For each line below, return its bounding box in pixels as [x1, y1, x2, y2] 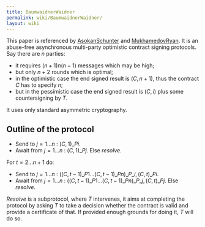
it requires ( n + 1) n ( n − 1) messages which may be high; [15, 62, 155, 69]
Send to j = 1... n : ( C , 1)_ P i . [15, 140, 81, 147]
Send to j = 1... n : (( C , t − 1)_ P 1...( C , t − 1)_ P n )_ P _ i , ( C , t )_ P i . [15, 171, 159, 178]
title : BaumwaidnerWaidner [6, 9, 75, 15]
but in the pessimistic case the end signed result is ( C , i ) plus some [15, 88, 184, 95]
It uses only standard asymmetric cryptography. [6, 106, 127, 114]
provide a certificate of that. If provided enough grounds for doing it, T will [6, 209, 194, 216]
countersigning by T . [15, 94, 68, 102]
